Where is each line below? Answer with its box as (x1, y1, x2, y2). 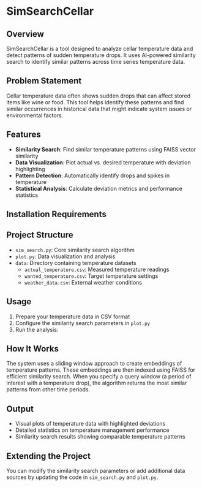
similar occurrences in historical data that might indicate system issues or (6, 105, 192, 112)
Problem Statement (6, 75, 82, 86)
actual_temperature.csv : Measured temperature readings (24, 266, 170, 273)
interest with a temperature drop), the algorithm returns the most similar (6, 379, 187, 387)
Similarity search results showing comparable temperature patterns (15, 433, 185, 440)
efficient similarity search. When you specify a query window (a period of (6, 373, 192, 380)
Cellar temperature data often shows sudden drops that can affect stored (6, 92, 191, 99)
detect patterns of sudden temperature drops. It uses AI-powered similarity (6, 52, 196, 59)
